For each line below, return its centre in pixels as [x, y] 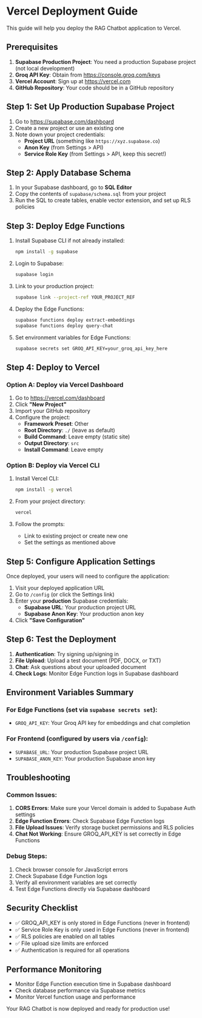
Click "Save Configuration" [50, 620]
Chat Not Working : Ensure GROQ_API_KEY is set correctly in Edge [98, 834]
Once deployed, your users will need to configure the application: [88, 576]
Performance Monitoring [54, 969]
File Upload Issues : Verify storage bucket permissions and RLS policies [104, 828]
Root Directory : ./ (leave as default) [69, 431]
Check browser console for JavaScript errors [72, 869]
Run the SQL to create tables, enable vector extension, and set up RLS [103, 200]
